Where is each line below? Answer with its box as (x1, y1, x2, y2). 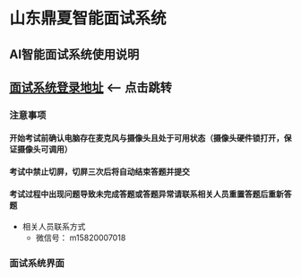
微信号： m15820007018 (35, 232, 126, 243)
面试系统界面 (9, 257, 65, 270)
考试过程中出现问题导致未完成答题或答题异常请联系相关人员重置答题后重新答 (9, 188, 292, 199)
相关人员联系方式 (21, 221, 86, 232)
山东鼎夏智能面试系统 (9, 8, 168, 29)
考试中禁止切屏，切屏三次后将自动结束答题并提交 (9, 167, 190, 177)
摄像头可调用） (16, 144, 73, 155)
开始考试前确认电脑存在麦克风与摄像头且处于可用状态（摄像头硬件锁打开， (9, 133, 284, 143)
